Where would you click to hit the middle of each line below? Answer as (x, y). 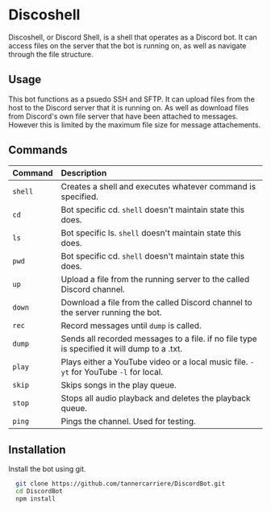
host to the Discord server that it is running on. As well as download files (129, 107)
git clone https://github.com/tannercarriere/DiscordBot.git (121, 484)
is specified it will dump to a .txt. (122, 348)
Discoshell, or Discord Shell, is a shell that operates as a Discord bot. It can (133, 37)
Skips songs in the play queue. (119, 384)
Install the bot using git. (47, 469)
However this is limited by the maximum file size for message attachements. (134, 125)
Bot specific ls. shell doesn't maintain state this (151, 233)
